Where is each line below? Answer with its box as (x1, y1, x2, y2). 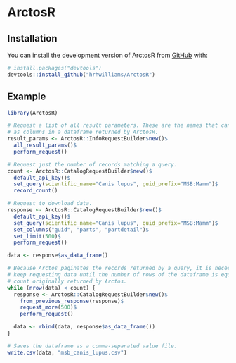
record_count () (13, 187, 58, 195)
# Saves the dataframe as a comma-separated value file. (7, 343, 178, 350)
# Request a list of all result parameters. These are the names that (7, 122, 218, 129)
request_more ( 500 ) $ (20, 304, 77, 311)
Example (7, 91, 46, 103)
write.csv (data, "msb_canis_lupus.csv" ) (7, 349, 128, 356)
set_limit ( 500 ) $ (13, 233, 61, 240)
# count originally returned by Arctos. (7, 278, 128, 285)
